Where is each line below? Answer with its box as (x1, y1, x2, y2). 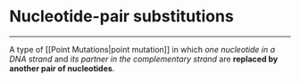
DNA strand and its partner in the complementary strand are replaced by (9, 53, 279, 64)
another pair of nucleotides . (9, 62, 115, 73)
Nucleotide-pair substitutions (9, 6, 234, 27)
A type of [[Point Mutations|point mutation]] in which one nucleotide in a (9, 44, 276, 54)
